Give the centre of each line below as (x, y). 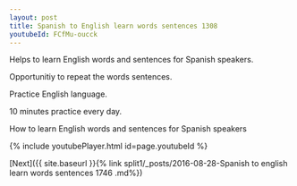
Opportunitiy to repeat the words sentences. (91, 77)
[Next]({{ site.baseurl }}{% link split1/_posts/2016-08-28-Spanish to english (148, 164)
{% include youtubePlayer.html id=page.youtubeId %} (109, 146)
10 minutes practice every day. (66, 112)
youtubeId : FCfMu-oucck (54, 34)
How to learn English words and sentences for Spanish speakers (128, 129)
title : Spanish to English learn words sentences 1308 (114, 26)
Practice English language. (58, 94)
